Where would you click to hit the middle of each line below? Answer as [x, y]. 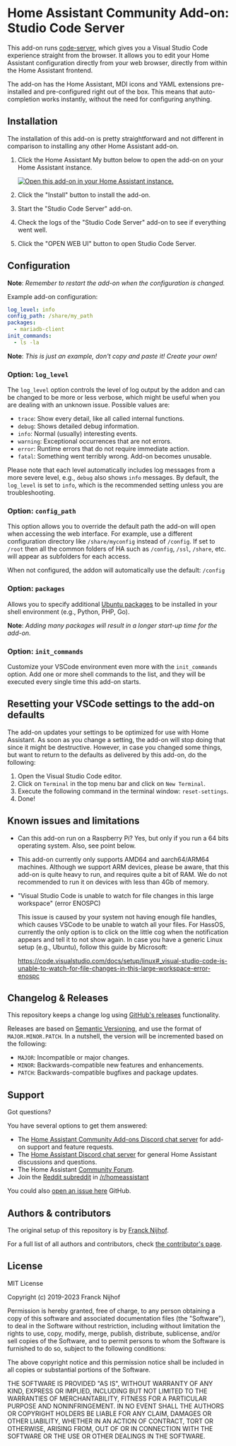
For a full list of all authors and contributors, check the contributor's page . [115, 1244]
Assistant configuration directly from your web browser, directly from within [117, 62]
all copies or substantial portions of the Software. [79, 1369]
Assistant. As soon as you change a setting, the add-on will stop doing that [116, 739]
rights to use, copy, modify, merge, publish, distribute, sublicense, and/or [114, 1333]
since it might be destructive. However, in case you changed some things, [115, 747]
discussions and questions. [57, 1162]
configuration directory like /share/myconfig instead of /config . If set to [111, 542]
